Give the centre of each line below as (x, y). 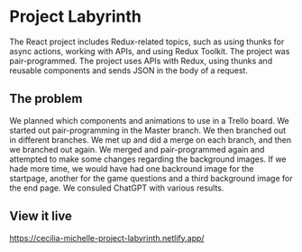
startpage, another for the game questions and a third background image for (151, 178)
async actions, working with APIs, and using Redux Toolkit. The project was (150, 51)
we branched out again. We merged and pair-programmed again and (137, 149)
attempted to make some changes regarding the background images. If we (148, 159)
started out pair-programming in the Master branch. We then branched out (148, 130)
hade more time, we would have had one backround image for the (132, 168)
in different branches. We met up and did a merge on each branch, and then (151, 140)
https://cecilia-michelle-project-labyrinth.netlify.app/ (107, 238)
